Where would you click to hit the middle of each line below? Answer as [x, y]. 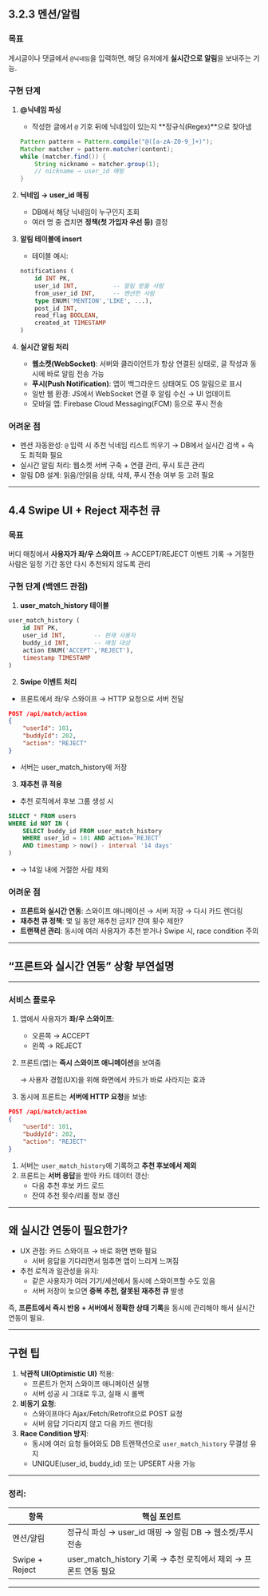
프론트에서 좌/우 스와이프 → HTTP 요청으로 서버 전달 [102, 698]
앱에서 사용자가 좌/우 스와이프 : [67, 1019]
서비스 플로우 [32, 1000]
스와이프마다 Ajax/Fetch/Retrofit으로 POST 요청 [107, 1414]
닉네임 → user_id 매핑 [54, 195]
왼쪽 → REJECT [57, 1046]
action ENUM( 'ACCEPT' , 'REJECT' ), [78, 650]
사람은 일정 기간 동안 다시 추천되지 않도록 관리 [80, 564]
